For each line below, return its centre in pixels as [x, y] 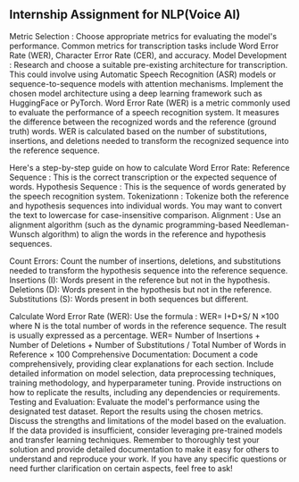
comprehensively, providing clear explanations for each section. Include [141, 364]
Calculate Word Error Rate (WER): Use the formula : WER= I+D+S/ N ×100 [144, 316]
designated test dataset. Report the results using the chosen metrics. [136, 411]
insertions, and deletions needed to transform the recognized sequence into [149, 140]
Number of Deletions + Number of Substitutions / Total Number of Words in [148, 344]
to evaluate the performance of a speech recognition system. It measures [144, 112]
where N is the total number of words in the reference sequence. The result [148, 326]
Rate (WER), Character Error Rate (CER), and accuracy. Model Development [148, 55]
